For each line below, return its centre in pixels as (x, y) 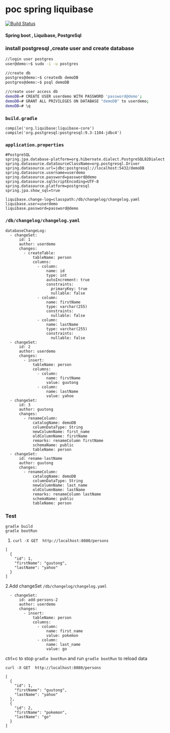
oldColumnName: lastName (59, 490)
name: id (55, 271)
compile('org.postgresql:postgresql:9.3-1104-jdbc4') (64, 133)
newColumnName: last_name (60, 485)
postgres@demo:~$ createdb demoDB (42, 78)
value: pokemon (62, 636)
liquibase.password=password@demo (42, 209)
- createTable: (40, 253)
